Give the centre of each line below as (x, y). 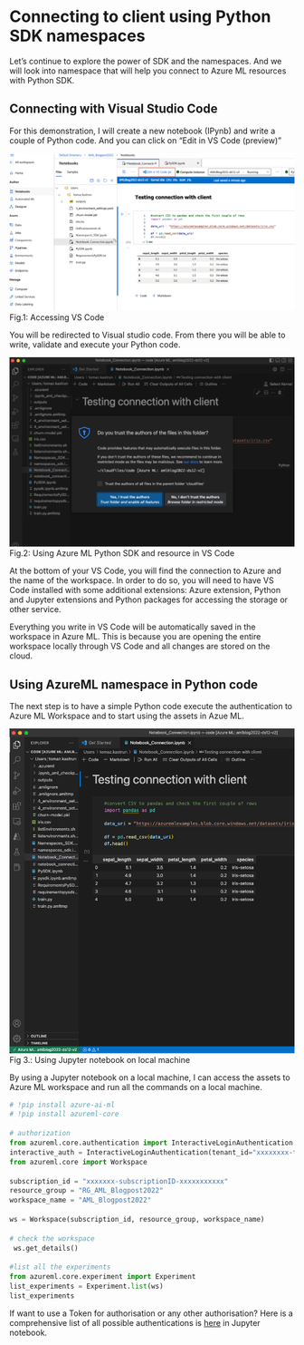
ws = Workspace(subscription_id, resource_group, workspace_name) (137, 1220)
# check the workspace (52, 1238)
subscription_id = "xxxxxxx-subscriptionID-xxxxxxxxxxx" (119, 1181)
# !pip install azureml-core (64, 1114)
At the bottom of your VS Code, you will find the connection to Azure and (146, 571)
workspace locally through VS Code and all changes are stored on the (140, 647)
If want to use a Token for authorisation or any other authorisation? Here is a (152, 1313)
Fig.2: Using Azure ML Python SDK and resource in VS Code (122, 553)
